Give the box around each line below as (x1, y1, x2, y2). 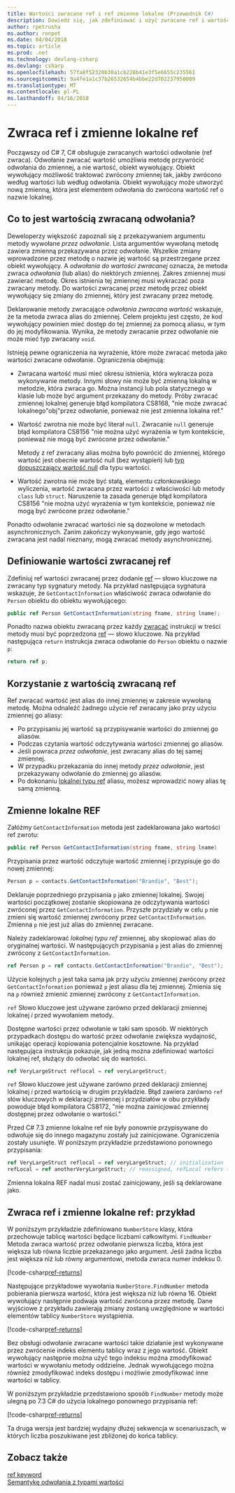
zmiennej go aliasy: (7, 711, 63, 720)
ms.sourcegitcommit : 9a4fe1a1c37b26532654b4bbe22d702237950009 (7, 75, 196, 83)
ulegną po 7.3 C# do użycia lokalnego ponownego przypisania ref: (7, 1397, 198, 1405)
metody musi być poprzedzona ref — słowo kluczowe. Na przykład (7, 630, 201, 638)
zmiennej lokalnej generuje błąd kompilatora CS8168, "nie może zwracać (17, 398, 227, 407)
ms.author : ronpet (7, 29, 61, 37)
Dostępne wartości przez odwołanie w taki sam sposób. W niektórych (7, 1024, 208, 1033)
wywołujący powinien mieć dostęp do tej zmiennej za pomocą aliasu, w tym (7, 319, 226, 328)
